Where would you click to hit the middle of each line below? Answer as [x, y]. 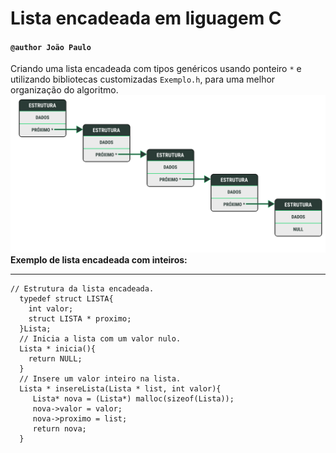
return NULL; [55, 359]
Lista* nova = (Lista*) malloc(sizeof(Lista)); [133, 399]
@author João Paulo [51, 47]
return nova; [59, 429]
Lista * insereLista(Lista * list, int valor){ [120, 389]
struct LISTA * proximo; [80, 319]
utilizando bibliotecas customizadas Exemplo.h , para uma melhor [143, 79]
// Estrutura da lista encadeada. [82, 289]
